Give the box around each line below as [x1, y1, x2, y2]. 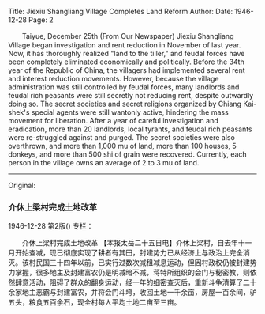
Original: [8, 181, 36, 190]
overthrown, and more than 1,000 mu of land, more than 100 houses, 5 [8, 142, 237, 150]
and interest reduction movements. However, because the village [8, 74, 219, 83]
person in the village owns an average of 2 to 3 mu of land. [8, 158, 200, 167]
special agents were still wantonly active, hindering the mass [31, 108, 229, 117]
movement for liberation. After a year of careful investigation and [8, 116, 218, 125]
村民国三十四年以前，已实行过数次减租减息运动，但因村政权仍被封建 [28, 258, 250, 267]
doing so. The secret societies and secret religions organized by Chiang [8, 99, 242, 108]
